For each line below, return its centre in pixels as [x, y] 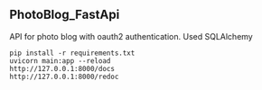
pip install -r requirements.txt [72, 53]
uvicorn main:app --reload [60, 61]
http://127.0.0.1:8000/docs [62, 68]
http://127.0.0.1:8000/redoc [64, 76]
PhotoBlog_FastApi [65, 15]
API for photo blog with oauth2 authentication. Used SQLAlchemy [131, 36]
